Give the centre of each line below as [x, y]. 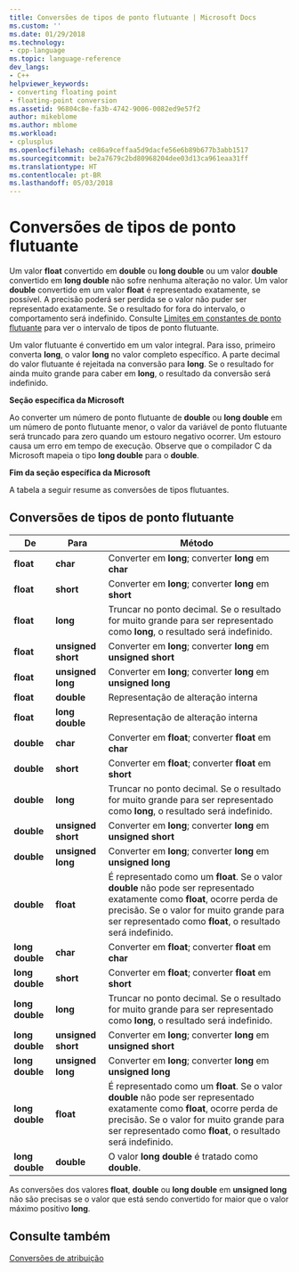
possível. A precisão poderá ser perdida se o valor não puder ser [128, 300]
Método [197, 543]
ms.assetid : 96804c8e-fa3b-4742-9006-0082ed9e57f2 [105, 109]
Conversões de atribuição [57, 1258]
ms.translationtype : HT [53, 167]
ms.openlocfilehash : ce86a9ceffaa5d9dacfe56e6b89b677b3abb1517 [129, 150]
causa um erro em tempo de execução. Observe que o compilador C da [141, 446]
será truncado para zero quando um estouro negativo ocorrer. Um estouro [145, 437]
